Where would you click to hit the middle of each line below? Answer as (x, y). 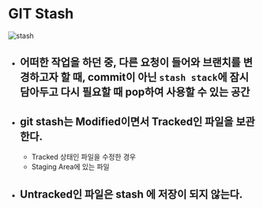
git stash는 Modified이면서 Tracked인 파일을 (126, 121)
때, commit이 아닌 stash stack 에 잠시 (160, 77)
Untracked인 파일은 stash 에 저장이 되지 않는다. (131, 194)
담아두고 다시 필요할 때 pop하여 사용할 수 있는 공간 (135, 92)
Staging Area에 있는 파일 (70, 167)
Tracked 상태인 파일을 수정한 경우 (84, 157)
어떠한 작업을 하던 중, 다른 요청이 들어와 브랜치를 (130, 63)
